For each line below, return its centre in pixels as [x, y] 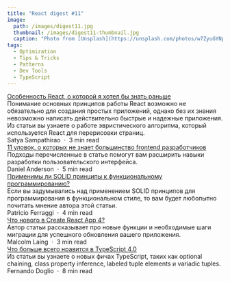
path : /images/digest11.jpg [53, 26]
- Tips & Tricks [36, 58]
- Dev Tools [30, 70]
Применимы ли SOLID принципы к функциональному [85, 177]
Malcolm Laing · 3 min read [47, 242]
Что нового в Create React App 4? [56, 220]
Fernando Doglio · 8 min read [50, 271]
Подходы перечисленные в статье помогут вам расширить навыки [106, 155]
